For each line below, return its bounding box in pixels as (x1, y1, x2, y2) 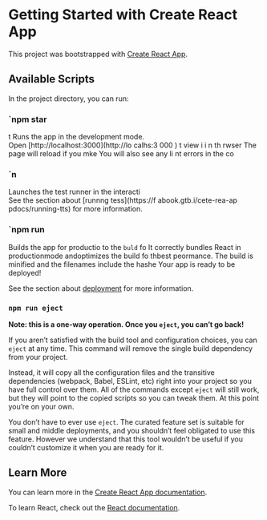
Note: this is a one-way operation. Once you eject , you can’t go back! (8, 319, 245, 329)
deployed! (8, 268, 42, 277)
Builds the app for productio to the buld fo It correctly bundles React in (8, 242, 242, 252)
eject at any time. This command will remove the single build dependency (8, 343, 253, 353)
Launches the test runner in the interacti (8, 187, 140, 197)
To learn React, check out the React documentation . (8, 502, 180, 512)
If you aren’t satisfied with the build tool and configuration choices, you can (8, 335, 258, 345)
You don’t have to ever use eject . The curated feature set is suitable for (8, 417, 245, 426)
